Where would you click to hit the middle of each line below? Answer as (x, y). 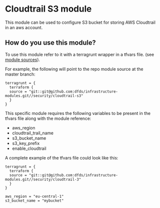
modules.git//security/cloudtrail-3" (43, 179)
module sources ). (23, 60)
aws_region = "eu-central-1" (34, 196)
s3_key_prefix (26, 143)
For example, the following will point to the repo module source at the (74, 69)
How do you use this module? (50, 43)
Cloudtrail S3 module (48, 9)
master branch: (20, 74)
